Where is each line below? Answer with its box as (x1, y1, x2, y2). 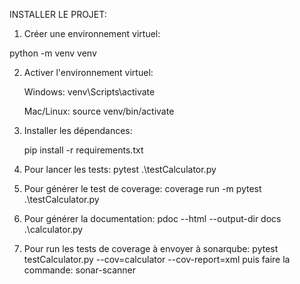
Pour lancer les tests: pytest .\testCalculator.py (23, 164, 217, 175)
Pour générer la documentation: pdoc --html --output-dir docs (23, 213, 282, 224)
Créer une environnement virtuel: (23, 28, 161, 39)
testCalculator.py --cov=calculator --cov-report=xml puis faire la (23, 254, 291, 265)
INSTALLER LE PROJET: (9, 9, 107, 20)
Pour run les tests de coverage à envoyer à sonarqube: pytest (23, 243, 279, 254)
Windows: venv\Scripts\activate (23, 86, 156, 98)
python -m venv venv (9, 47, 97, 59)
